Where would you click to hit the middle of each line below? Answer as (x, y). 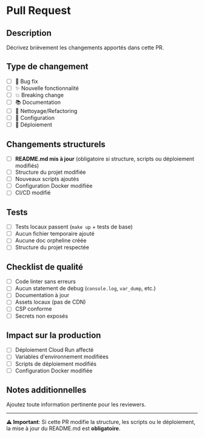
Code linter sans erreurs (45, 282)
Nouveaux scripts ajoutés (47, 179)
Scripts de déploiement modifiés (56, 364)
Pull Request (39, 11)
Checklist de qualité (45, 267)
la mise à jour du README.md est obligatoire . (63, 428)
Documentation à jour (42, 295)
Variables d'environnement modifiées (62, 357)
